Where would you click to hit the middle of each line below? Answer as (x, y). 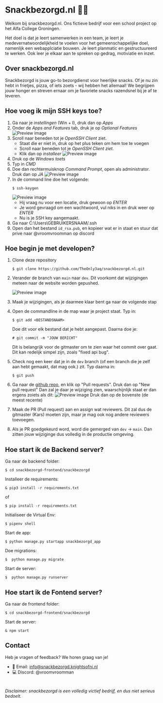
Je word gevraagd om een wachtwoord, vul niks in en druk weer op (87, 208)
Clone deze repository (34, 260)
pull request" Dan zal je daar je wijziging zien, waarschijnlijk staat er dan (84, 390)
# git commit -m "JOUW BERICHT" (45, 338)
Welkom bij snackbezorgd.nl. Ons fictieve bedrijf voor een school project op (81, 23)
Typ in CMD (24, 164)
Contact (17, 646)
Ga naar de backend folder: (32, 461)
